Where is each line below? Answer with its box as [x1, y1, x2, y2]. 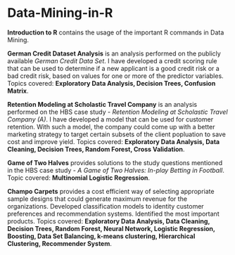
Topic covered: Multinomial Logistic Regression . [7, 174, 150, 182]
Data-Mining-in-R [7, 5, 113, 21]
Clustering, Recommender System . [7, 239, 113, 247]
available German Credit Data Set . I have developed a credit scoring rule [7, 56, 217, 65]
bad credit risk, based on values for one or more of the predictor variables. [7, 72, 224, 80]
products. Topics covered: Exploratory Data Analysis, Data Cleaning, [7, 216, 210, 225]
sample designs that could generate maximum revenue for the [7, 195, 188, 203]
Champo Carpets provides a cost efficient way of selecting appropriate [7, 187, 215, 195]
